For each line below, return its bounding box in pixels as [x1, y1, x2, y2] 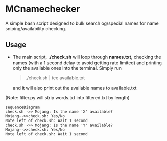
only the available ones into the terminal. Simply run [12, 65, 122, 71]
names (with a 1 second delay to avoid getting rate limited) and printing [12, 59, 162, 66]
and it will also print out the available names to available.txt [12, 85, 137, 91]
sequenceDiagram [5, 105, 40, 110]
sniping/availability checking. [5, 25, 66, 31]
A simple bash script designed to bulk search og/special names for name [5, 20, 159, 26]
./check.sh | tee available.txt [25, 75, 85, 81]
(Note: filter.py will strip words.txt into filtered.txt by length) [5, 94, 130, 100]
